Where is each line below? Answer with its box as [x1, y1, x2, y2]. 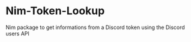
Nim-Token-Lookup [5, 4, 105, 18]
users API [5, 30, 29, 37]
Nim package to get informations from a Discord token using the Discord [5, 24, 186, 31]
